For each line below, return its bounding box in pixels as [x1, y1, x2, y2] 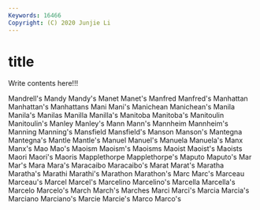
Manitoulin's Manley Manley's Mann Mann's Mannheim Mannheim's [8, 119, 228, 128]
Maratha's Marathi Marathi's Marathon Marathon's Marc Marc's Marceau [8, 169, 245, 179]
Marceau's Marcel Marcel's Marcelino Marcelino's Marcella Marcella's [8, 178, 236, 187]
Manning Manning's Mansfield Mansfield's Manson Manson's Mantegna [8, 127, 243, 137]
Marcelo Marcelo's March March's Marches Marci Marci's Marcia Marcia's [8, 186, 250, 195]
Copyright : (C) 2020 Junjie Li [8, 19, 111, 27]
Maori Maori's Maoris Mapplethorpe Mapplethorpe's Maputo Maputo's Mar [8, 153, 252, 162]
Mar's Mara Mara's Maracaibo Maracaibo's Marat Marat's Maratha [8, 160, 225, 170]
